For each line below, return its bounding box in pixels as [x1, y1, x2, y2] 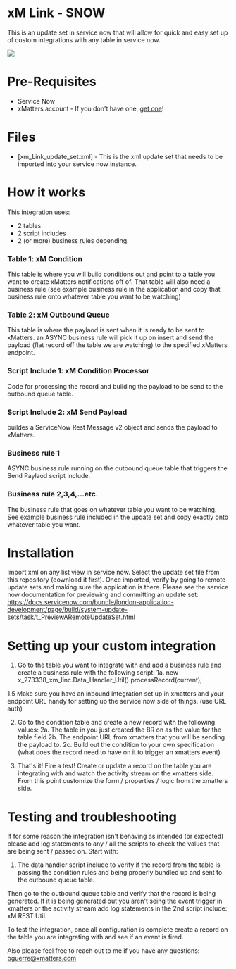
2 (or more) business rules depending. [17, 236, 129, 244]
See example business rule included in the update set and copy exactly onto [7, 513, 229, 521]
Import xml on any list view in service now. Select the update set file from [7, 568, 220, 577]
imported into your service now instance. [17, 160, 137, 168]
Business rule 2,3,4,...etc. [7, 489, 99, 499]
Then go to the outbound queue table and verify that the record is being [7, 889, 216, 898]
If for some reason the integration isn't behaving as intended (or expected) [7, 832, 224, 841]
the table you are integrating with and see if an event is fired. [7, 933, 184, 942]
